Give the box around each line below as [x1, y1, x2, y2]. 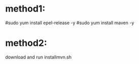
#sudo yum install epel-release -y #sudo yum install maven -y [5, 20, 134, 26]
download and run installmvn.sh [5, 54, 72, 60]
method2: [5, 37, 47, 49]
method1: [5, 3, 45, 15]
